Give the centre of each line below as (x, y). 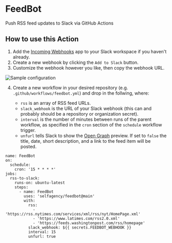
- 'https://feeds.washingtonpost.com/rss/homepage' (89, 223)
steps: (21, 187)
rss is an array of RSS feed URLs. (56, 103)
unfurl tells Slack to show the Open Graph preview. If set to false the (93, 136)
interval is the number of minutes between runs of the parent (86, 119)
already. (21, 57)
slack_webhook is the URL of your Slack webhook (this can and (86, 108)
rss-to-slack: (25, 178)
